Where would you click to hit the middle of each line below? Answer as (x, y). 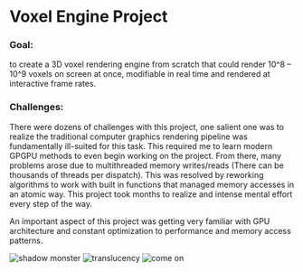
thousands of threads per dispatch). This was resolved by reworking (137, 174)
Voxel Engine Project (89, 17)
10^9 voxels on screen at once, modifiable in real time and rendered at (140, 74)
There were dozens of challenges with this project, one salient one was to (147, 127)
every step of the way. (51, 203)
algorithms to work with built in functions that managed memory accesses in (152, 184)
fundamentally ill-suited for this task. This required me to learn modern (141, 145)
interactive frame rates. (53, 84)
